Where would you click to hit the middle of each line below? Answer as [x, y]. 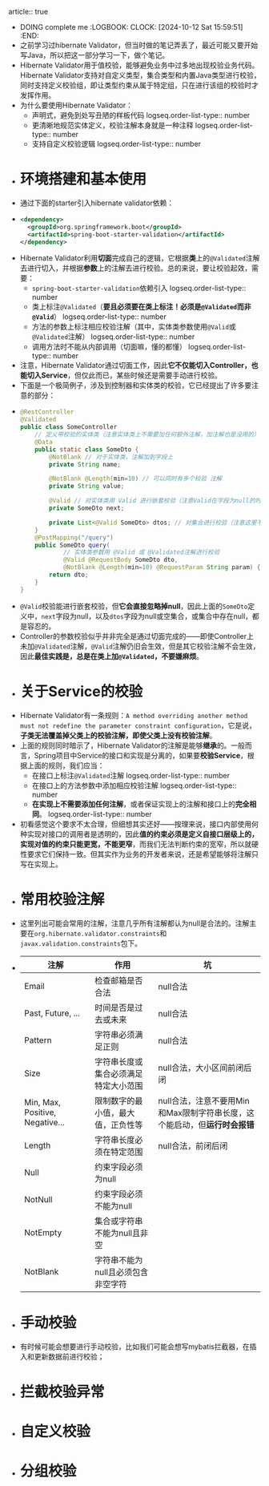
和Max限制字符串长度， [202, 1112]
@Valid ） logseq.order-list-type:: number [99, 317]
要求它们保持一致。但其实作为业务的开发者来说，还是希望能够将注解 [139, 854]
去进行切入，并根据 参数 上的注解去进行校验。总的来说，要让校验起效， [136, 269]
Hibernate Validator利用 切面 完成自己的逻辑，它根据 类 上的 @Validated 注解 [140, 258]
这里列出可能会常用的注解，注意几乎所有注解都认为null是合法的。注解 [134, 923]
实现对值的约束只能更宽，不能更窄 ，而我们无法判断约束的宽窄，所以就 [136, 844]
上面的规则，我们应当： [66, 765]
